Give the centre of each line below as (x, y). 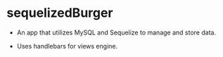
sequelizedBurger (60, 13)
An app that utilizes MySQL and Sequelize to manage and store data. (116, 32)
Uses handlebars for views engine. (67, 46)
